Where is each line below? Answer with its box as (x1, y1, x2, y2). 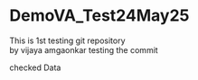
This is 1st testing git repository (9, 35, 126, 46)
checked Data (9, 62, 61, 73)
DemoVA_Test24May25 (9, 5, 190, 26)
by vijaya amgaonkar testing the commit (9, 44, 158, 55)
